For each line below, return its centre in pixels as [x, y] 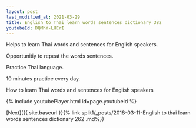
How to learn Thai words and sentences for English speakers [80, 90]
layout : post [22, 11]
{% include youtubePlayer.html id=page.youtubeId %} [72, 102]
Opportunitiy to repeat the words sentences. [60, 56]
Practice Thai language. [35, 68]
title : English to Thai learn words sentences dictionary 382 [84, 22]
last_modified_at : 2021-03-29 [43, 17]
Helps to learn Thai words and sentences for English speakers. [82, 45]
